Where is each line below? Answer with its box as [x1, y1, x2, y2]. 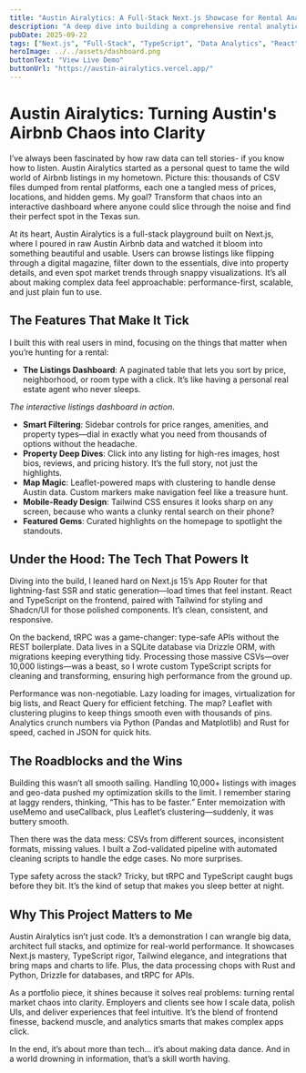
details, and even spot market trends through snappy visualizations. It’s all [9, 267, 287, 278]
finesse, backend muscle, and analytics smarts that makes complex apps [9, 1017, 284, 1027]
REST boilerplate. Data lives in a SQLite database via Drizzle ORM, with [9, 642, 276, 653]
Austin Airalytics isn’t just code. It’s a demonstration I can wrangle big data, [9, 931, 291, 942]
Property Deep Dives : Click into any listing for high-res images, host [22, 448, 280, 459]
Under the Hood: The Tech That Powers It [9, 552, 249, 567]
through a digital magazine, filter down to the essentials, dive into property [9, 257, 290, 268]
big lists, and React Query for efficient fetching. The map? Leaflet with [9, 698, 273, 709]
